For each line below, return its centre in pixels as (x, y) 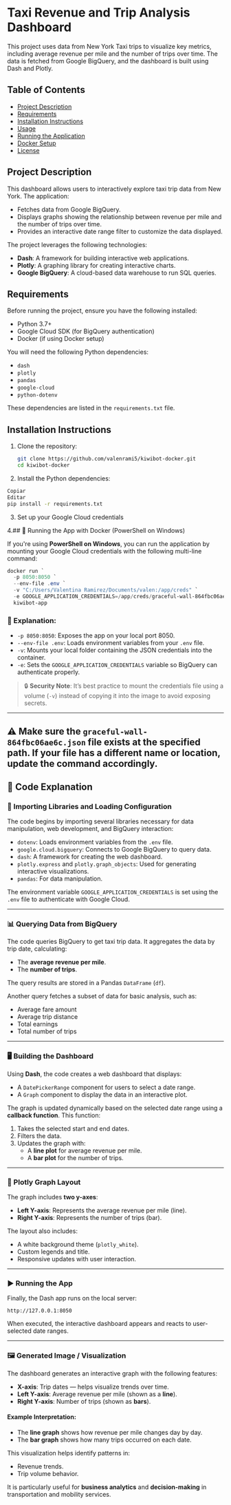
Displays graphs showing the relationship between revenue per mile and (119, 217)
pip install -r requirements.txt (55, 504)
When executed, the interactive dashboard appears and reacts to (99, 1324)
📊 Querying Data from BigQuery (62, 924)
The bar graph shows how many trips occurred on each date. (104, 1440)
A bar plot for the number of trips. (75, 1157)
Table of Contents (46, 90)
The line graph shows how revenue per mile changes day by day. (110, 1432)
